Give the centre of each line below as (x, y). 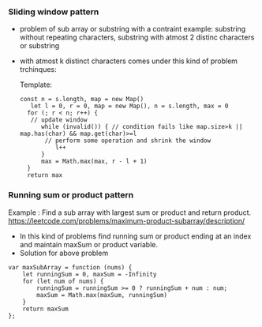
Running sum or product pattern (71, 195)
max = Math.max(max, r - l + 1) (94, 162)
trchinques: (38, 70)
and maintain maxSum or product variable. (89, 244)
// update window (59, 120)
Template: (36, 85)
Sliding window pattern (54, 12)
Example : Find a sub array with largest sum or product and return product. (130, 212)
